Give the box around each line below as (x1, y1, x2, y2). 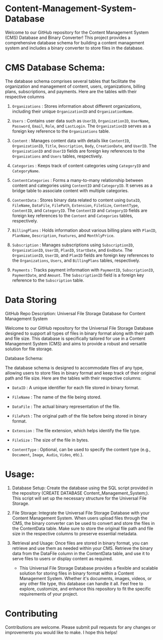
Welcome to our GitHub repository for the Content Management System (5, 29, 149, 35)
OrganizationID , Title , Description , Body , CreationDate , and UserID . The (12, 142, 157, 149)
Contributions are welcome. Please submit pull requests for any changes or (5, 624, 156, 630)
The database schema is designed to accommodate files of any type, (5, 364, 144, 371)
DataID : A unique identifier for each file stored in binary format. (12, 384, 140, 390)
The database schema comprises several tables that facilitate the (5, 78, 136, 84)
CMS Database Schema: (5, 62, 106, 73)
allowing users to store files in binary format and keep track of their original (5, 370, 156, 376)
